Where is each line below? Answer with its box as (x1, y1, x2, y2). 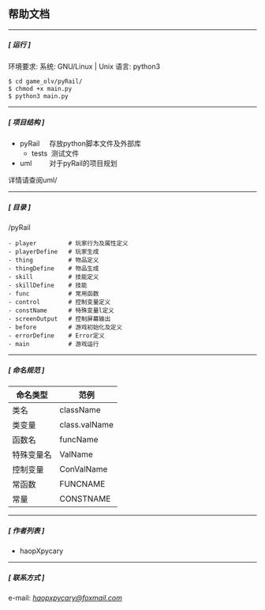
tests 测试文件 (31, 149, 80, 158)
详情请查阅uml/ (8, 175, 58, 185)
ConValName (59, 464, 108, 475)
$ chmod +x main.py (8, 85, 73, 92)
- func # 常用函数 (8, 290, 99, 298)
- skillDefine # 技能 (8, 281, 88, 290)
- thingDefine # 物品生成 (8, 265, 99, 273)
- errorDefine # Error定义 (8, 332, 105, 340)
